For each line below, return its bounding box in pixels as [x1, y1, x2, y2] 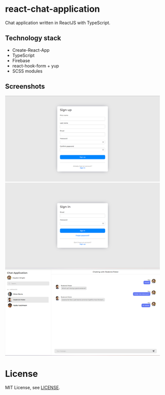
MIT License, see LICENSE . [5, 384, 60, 390]
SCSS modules [12, 68, 43, 74]
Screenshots [5, 82, 45, 91]
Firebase [12, 58, 30, 64]
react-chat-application [5, 3, 100, 15]
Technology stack [5, 34, 61, 42]
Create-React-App [12, 47, 50, 53]
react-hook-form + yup [12, 63, 59, 68]
